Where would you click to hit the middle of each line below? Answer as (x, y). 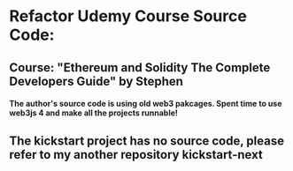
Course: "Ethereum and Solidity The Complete (140, 67)
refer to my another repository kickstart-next (136, 155)
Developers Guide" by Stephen (96, 81)
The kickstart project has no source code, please (147, 141)
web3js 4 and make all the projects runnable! (94, 113)
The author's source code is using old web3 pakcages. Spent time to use (146, 104)
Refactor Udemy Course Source (128, 16)
